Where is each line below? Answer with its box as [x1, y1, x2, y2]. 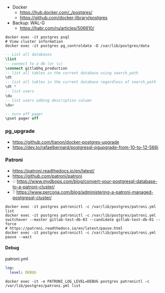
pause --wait [5, 234, 32, 239]
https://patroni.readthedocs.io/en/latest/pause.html [9, 226, 123, 231]
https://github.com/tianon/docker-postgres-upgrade [12, 139, 119, 145]
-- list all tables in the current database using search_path [5, 70, 139, 76]
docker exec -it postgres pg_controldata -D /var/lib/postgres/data [5, 43, 150, 48]
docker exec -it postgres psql [5, 35, 70, 40]
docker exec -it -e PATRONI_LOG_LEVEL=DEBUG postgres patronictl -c [5, 279, 150, 284]
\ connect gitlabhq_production [5, 66, 68, 71]
